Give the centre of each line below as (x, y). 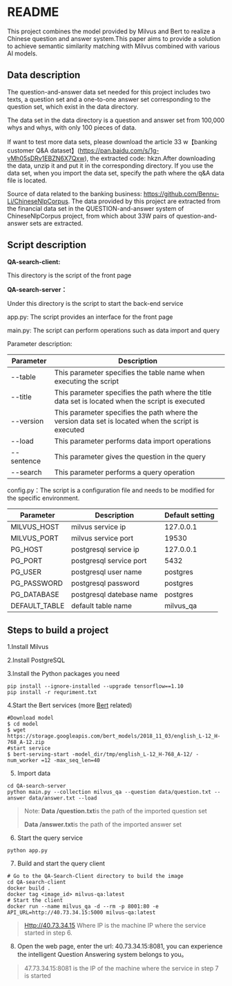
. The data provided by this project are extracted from (144, 201)
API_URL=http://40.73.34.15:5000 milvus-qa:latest (81, 913)
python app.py (28, 851)
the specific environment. (43, 498)
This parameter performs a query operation (125, 472)
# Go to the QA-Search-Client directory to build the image (96, 876)
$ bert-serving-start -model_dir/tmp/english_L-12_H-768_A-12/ (100, 754)
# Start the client (35, 901)
